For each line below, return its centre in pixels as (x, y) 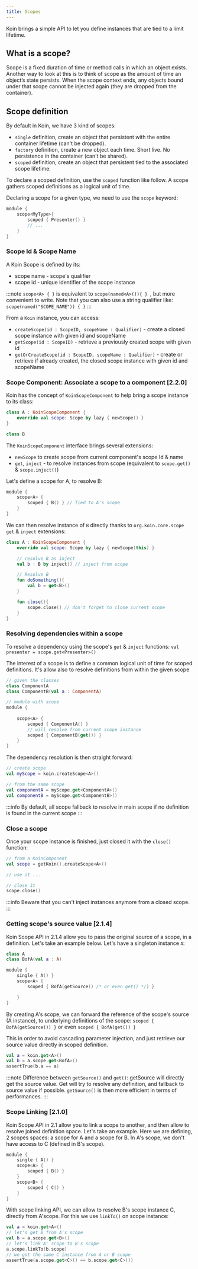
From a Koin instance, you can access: (53, 318)
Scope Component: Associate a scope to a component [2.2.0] (97, 382)
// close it (21, 885)
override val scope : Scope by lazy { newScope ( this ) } (86, 548)
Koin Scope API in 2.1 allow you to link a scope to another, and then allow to (98, 1125)
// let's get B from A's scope (45, 1233)
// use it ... (24, 874)
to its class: (20, 402)
